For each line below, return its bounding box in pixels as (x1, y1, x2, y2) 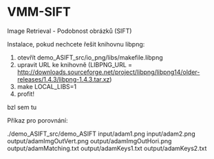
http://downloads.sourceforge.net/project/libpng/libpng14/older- (17, 68, 200, 76)
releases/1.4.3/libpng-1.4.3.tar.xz (17, 75, 110, 83)
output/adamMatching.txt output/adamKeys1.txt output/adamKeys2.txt (7, 144, 207, 152)
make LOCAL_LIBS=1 (17, 82, 77, 90)
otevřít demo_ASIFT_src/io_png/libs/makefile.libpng (17, 53, 163, 62)
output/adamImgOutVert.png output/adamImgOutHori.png (7, 136, 172, 145)
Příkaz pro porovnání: (7, 116, 68, 124)
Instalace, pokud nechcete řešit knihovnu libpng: (7, 40, 145, 48)
